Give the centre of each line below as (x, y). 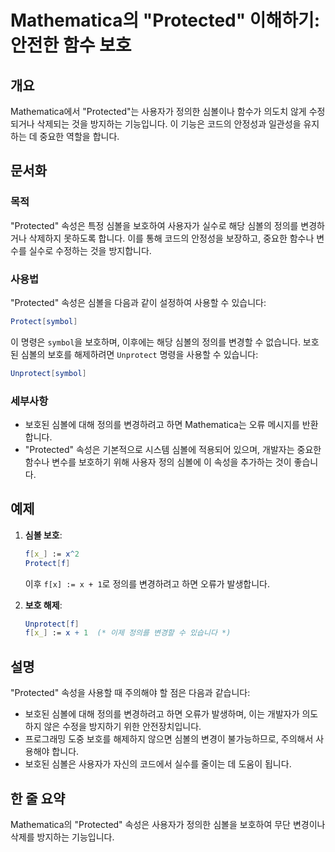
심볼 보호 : (43, 535)
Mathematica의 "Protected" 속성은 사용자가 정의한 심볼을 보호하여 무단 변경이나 (168, 824)
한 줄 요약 (38, 798)
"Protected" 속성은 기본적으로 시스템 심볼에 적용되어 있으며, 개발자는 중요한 (173, 450)
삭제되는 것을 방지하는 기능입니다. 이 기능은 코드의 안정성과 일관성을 (169, 124)
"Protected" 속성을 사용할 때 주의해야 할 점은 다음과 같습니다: (130, 693)
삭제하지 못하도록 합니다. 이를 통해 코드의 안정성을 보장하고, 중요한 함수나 (171, 238)
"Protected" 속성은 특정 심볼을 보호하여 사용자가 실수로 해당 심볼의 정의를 (154, 225)
